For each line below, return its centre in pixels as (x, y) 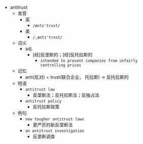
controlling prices (61, 65)
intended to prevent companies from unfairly (89, 61)
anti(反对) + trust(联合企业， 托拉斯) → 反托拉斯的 (77, 77)
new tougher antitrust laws (55, 119)
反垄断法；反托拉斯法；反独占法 (66, 95)
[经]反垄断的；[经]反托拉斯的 (62, 55)
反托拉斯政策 (46, 107)
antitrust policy (43, 101)
